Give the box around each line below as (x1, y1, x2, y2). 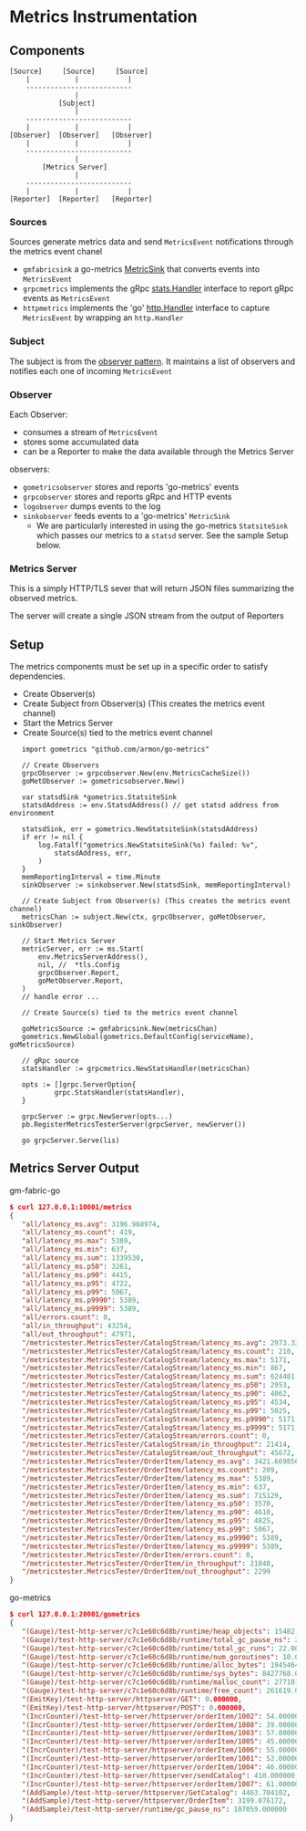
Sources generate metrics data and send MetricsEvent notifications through (9, 236, 294, 247)
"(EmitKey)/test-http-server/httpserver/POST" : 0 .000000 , (21, 1703, 247, 1712)
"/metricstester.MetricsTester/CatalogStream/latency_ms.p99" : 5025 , (21, 1406, 291, 1415)
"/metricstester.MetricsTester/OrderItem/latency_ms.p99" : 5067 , (21, 1525, 275, 1535)
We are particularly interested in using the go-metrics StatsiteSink (36, 520, 289, 531)
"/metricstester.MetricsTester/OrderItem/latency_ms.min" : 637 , (21, 1482, 271, 1492)
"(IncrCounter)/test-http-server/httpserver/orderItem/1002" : (21, 1711, 262, 1721)
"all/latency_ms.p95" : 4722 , (21, 1279, 132, 1288)
